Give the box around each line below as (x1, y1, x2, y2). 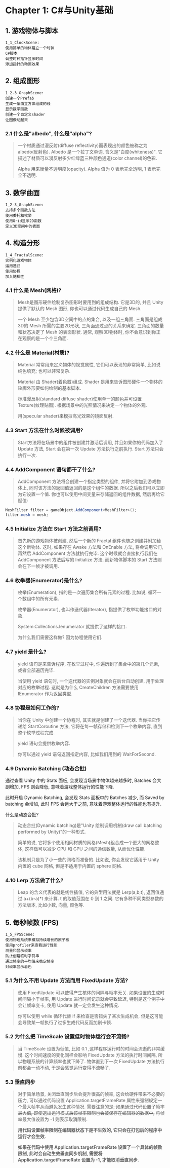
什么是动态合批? (5, 812, 39, 818)
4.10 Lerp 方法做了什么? (5, 877, 64, 884)
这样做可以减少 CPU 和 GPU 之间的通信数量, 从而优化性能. (24, 846, 146, 852)
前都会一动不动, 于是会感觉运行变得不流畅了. (17, 1065, 110, 1071)
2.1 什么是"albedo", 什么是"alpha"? (5, 130, 92, 137)
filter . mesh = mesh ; (5, 512, 49, 517)
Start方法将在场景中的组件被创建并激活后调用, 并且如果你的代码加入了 (17, 439, 163, 445)
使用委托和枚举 (5, 213, 32, 218)
